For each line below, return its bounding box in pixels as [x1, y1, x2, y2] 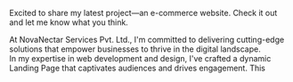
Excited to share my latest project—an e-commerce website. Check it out [9, 8, 278, 18]
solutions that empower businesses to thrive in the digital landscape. [9, 44, 261, 54]
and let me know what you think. [9, 17, 129, 28]
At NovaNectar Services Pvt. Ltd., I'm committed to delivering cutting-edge [9, 35, 285, 45]
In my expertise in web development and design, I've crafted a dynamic [9, 53, 272, 63]
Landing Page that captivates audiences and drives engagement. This [9, 62, 265, 73]
